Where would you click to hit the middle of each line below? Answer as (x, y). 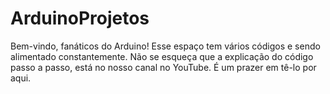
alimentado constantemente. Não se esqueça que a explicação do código (162, 56)
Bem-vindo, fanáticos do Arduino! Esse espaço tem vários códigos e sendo (165, 46)
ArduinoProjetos (80, 18)
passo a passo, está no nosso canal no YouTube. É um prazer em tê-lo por (163, 67)
